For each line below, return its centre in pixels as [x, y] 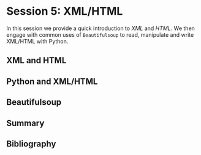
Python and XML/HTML [52, 81]
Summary [25, 123]
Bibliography [31, 144]
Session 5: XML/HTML [65, 11]
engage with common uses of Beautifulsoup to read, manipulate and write [100, 34]
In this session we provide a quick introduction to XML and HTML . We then [100, 28]
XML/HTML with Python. [37, 41]
